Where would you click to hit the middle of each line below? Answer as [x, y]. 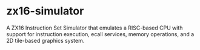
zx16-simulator [45, 11]
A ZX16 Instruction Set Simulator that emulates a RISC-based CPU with [95, 28]
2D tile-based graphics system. [45, 40]
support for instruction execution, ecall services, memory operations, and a [100, 34]
